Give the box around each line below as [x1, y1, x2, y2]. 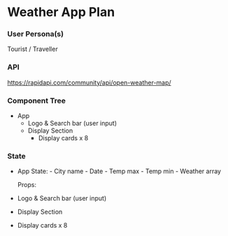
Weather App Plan [7, 4, 115, 20]
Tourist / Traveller [7, 45, 58, 53]
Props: [17, 181, 37, 189]
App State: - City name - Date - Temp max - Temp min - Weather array [17, 167, 222, 175]
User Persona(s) [7, 29, 64, 39]
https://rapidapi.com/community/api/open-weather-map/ [7, 78, 171, 87]
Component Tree [7, 96, 66, 105]
